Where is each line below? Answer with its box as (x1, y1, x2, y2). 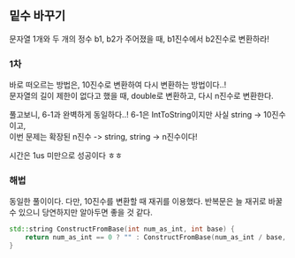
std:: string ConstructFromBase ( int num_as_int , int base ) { (9, 224, 236, 234)
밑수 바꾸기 (9, 8, 66, 24)
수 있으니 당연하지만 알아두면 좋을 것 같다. (9, 207, 153, 218)
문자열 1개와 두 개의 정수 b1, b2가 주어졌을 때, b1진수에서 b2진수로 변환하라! (9, 34, 269, 44)
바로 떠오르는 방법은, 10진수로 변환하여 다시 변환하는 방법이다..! (9, 80, 227, 90)
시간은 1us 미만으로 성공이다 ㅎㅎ (9, 150, 123, 161)
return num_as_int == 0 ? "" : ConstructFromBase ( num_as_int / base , (25, 233, 287, 242)
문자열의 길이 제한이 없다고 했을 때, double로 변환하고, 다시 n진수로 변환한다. (9, 91, 274, 102)
